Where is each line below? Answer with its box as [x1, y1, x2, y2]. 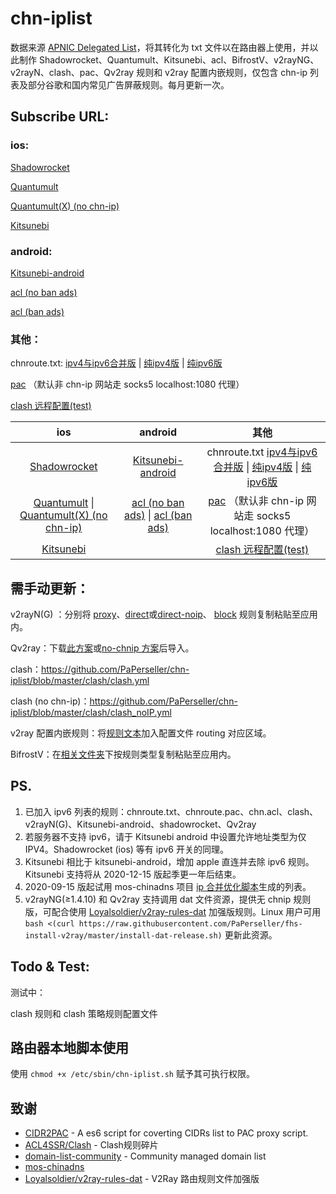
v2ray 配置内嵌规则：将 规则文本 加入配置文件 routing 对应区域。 [10, 727, 272, 739]
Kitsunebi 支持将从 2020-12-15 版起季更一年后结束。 [24, 868, 242, 880]
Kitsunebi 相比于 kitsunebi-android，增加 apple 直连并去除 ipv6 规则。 [24, 855, 315, 867]
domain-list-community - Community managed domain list [24, 1150, 267, 1162]
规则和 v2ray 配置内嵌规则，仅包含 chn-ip [136, 66, 308, 78]
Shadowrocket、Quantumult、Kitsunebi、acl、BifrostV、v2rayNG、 [38, 53, 320, 66]
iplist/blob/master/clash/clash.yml [10, 675, 150, 687]
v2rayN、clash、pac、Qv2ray [10, 66, 135, 78]
